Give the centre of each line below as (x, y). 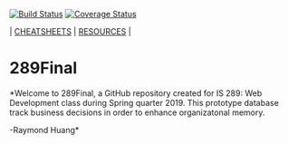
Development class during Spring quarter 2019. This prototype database (144, 102)
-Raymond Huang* (44, 130)
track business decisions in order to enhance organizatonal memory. (137, 112)
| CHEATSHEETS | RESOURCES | (70, 31)
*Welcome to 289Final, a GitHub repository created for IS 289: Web (136, 93)
